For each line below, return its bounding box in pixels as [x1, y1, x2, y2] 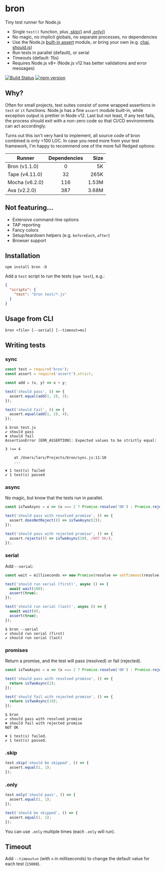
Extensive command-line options [12, 217, 79, 223]
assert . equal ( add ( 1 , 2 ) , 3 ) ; [9, 393, 69, 398]
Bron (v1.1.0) [7, 163, 39, 169]
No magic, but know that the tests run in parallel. [5, 495, 104, 501]
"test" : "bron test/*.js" [14, 292, 67, 297]
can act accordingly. [5, 123, 47, 129]
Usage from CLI [5, 315, 54, 323]
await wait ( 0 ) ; [9, 609, 41, 614]
